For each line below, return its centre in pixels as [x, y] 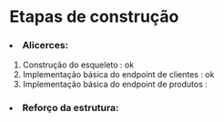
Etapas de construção [94, 17]
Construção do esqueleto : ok [78, 65]
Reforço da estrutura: [71, 108]
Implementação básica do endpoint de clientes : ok [118, 75]
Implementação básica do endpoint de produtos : [115, 85]
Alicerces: [46, 46]
